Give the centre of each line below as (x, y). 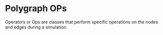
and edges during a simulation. (36, 27)
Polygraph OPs (36, 9)
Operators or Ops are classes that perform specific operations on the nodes (81, 22)
